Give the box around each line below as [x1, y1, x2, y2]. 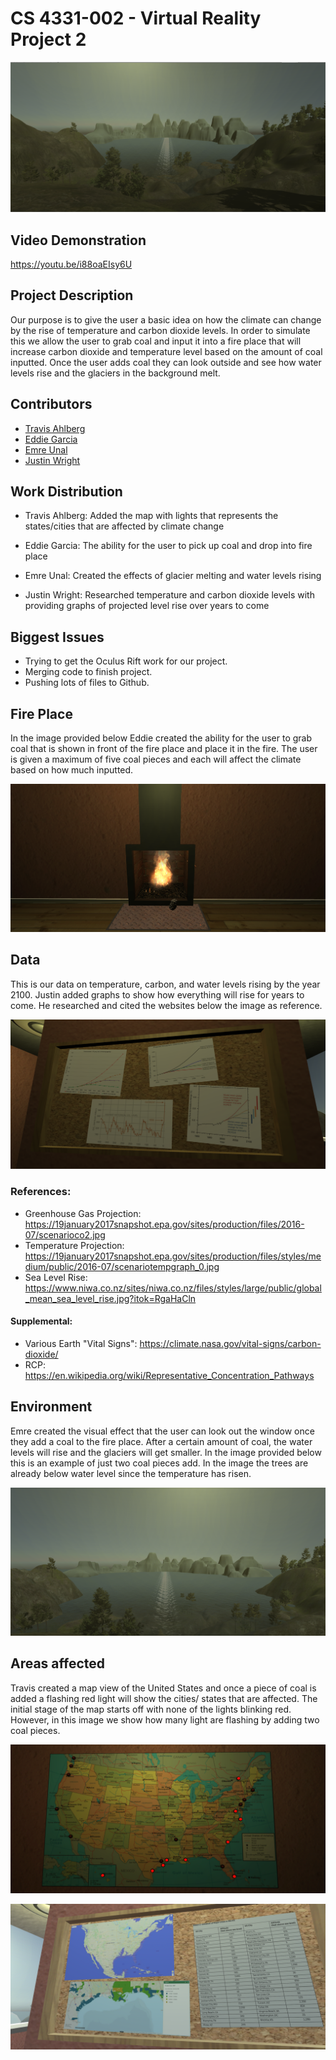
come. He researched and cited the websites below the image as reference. [10, 999, 323, 1011]
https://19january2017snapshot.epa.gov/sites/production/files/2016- [24, 1218, 305, 1230]
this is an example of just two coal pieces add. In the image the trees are [10, 1457, 309, 1469]
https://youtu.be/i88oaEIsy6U [10, 258, 133, 270]
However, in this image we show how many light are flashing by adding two [10, 1713, 320, 1726]
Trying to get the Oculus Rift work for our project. [24, 655, 228, 667]
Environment [10, 1398, 93, 1416]
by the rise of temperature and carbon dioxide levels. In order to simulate [10, 324, 311, 336]
